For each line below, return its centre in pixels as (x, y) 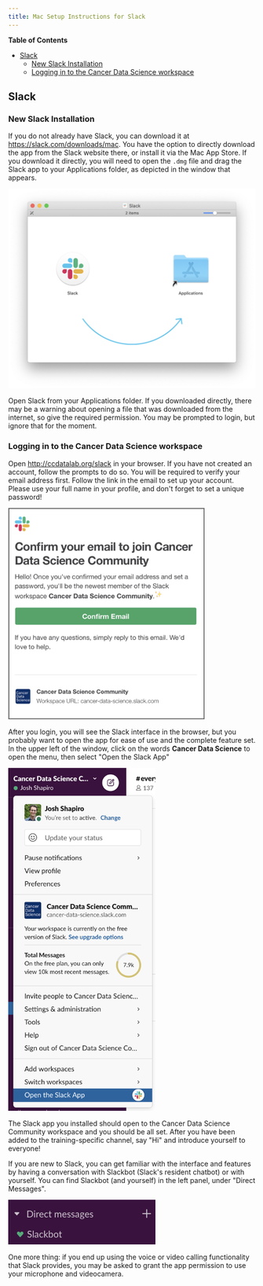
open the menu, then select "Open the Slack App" (89, 757)
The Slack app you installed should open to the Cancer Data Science (119, 1123)
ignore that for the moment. (53, 426)
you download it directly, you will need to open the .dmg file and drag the (125, 161)
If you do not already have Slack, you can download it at (99, 136)
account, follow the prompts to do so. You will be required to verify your (124, 472)
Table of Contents (38, 40)
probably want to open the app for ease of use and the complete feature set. (132, 740)
